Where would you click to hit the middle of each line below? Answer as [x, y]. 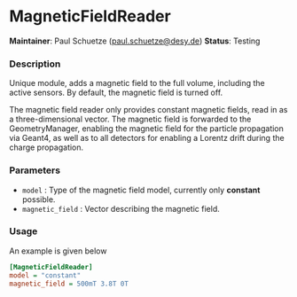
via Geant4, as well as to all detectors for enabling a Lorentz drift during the [147, 138]
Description [35, 64]
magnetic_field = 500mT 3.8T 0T [69, 284]
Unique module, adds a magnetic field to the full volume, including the [137, 83]
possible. [39, 199]
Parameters [35, 170]
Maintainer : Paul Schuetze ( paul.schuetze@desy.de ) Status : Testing [135, 41]
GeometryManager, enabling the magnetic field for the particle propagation [146, 129]
